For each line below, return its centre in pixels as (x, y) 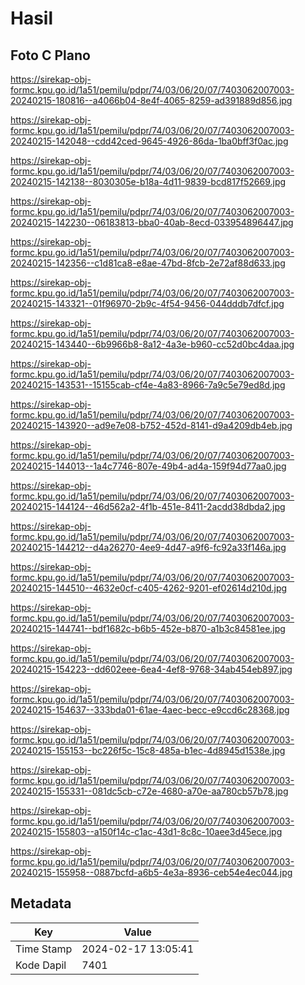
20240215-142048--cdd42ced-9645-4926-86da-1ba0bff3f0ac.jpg (149, 141)
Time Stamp (44, 949)
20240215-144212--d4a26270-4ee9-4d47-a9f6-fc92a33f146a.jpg (148, 547)
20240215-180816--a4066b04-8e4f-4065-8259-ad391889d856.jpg (151, 100)
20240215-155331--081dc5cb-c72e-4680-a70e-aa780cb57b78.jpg (149, 791)
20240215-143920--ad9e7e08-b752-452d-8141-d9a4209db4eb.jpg (151, 425)
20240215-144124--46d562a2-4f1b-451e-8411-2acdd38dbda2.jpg (148, 506)
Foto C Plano (50, 55)
